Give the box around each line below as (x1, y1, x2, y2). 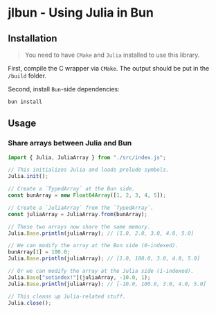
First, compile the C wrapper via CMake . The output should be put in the (8, 64, 210, 72)
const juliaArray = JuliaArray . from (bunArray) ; (8, 211, 148, 217)
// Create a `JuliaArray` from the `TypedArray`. (8, 204, 154, 211)
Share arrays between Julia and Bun (8, 138, 132, 148)
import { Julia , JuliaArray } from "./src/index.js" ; (8, 154, 167, 161)
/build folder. (8, 71, 47, 80)
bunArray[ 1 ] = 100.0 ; (8, 249, 71, 256)
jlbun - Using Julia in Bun (8, 5, 154, 21)
